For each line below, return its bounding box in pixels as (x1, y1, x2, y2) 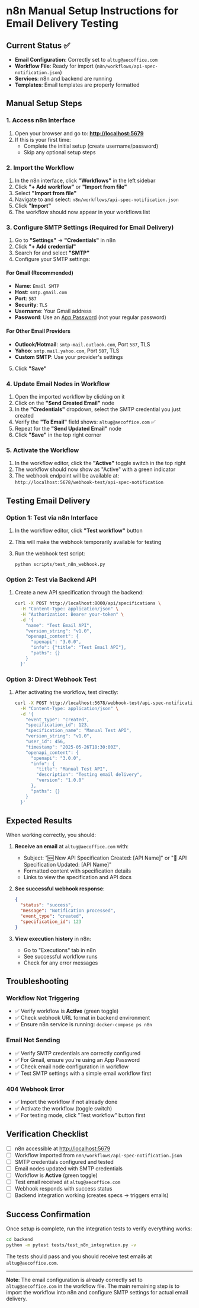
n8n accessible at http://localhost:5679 (14, 1145, 111, 1152)
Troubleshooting (6, 976, 69, 986)
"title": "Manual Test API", (36, 766, 108, 772)
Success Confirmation (6, 1209, 91, 1220)
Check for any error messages (23, 959, 98, 966)
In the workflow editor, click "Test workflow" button (14, 527, 143, 534)
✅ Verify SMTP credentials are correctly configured (14, 1049, 141, 1056)
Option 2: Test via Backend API (6, 575, 97, 584)
